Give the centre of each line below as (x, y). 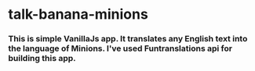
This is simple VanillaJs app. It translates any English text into (128, 39)
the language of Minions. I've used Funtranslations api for (120, 48)
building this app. (42, 59)
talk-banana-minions (78, 14)
